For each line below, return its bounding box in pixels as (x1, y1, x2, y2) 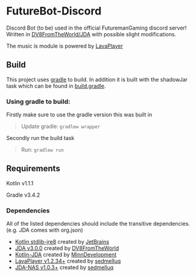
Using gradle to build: (6, 97, 71, 106)
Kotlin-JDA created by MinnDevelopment (14, 251, 117, 258)
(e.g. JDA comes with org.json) (6, 226, 83, 234)
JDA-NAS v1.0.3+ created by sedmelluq (14, 264, 113, 271)
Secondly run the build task (6, 135, 75, 142)
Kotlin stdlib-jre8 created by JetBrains (14, 238, 110, 246)
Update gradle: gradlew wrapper (21, 123, 101, 130)
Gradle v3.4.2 (6, 191, 40, 199)
